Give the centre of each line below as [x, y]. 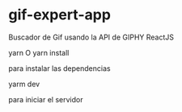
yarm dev [24, 84]
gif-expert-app [60, 15]
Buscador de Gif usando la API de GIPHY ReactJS [91, 37]
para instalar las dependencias [59, 68]
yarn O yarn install [39, 52]
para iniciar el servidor [46, 99]
